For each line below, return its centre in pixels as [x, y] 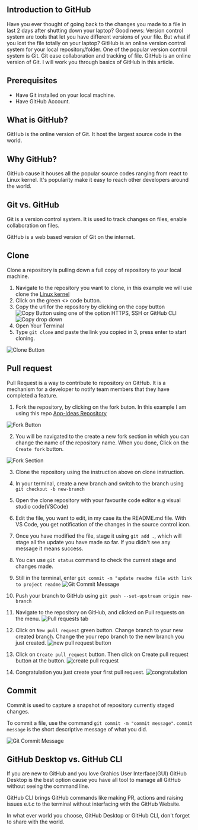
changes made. [34, 566]
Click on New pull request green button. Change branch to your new [99, 630]
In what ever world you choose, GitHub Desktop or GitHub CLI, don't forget [98, 816]
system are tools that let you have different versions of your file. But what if [98, 37]
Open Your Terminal [40, 326]
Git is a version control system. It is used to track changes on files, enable [97, 219]
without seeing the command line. [48, 786]
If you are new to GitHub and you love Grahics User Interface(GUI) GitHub [97, 774]
